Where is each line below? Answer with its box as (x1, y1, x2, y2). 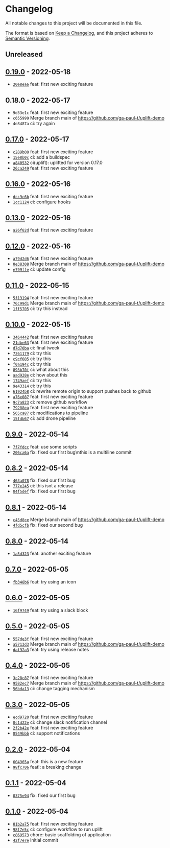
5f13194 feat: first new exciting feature (12, 295, 93, 301)
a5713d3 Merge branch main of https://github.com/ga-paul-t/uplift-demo (12, 641, 165, 647)
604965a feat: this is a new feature (12, 758, 83, 764)
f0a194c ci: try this (12, 361, 51, 367)
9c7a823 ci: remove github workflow (12, 399, 88, 405)
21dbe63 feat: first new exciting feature (12, 339, 93, 345)
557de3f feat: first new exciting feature (12, 635, 93, 642)
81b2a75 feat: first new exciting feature (12, 820, 93, 827)
